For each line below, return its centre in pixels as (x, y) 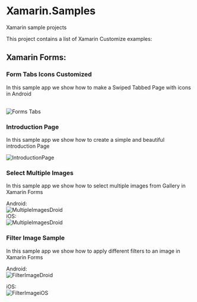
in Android (19, 94)
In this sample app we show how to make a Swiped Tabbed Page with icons (99, 87)
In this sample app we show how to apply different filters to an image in (93, 251)
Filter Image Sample (36, 238)
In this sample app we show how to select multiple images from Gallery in (96, 186)
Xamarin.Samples (51, 11)
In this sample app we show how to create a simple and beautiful (85, 139)
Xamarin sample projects (36, 27)
